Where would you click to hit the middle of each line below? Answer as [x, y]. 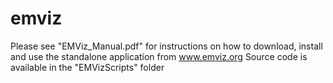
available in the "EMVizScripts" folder [87, 67]
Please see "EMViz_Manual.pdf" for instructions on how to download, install [166, 46]
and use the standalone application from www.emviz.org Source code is [159, 56]
